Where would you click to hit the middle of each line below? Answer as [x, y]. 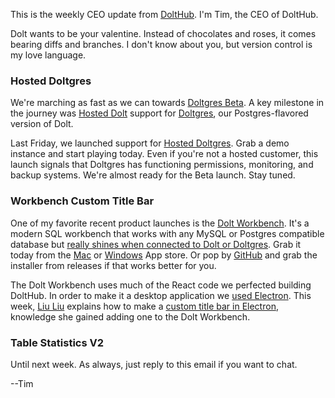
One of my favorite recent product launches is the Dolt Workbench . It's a [160, 223]
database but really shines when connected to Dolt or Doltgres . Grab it [156, 244]
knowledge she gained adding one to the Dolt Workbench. [130, 316]
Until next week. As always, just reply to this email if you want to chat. [154, 364]
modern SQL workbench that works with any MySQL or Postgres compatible [167, 233]
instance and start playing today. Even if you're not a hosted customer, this [164, 154]
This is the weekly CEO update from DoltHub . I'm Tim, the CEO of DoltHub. [164, 14]
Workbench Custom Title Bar [82, 201]
